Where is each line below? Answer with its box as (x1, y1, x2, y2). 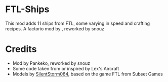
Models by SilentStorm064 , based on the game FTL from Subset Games (12, 71, 163, 77)
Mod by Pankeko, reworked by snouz (12, 60, 91, 66)
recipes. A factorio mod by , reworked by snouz (5, 25, 105, 31)
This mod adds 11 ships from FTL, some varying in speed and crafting (5, 20, 150, 26)
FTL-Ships (5, 4, 50, 15)
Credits (5, 44, 37, 55)
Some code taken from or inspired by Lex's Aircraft (12, 65, 119, 71)
